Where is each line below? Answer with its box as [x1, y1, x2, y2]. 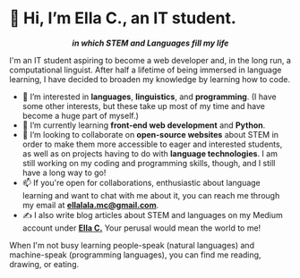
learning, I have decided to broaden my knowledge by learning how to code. [9, 73, 291, 84]
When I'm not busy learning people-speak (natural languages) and [9, 240, 255, 250]
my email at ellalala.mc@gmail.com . [21, 199, 159, 210]
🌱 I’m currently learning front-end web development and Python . [21, 120, 266, 131]
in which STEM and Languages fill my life [72, 38, 229, 48]
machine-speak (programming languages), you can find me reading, [9, 249, 261, 260]
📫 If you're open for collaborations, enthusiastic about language [21, 177, 261, 188]
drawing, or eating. [9, 258, 80, 269]
